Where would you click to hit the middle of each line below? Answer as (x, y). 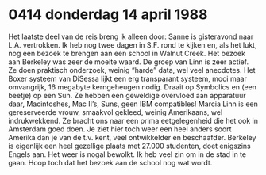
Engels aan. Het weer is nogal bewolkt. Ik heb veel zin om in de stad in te (127, 154)
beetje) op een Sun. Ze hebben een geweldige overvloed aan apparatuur (127, 95)
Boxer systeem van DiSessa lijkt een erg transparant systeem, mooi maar (128, 78)
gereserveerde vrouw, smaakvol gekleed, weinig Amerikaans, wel (116, 112)
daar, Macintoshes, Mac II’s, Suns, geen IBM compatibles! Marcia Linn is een (133, 104)
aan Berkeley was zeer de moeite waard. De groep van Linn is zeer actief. (128, 62)
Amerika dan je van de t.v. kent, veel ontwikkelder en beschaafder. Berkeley (132, 137)
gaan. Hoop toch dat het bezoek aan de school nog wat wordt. (110, 162)
